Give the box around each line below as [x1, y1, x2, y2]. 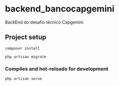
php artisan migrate [5, 54, 47, 59]
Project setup [5, 33, 47, 41]
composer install [5, 46, 40, 51]
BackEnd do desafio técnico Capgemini [5, 19, 84, 25]
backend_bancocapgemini [5, 3, 115, 14]
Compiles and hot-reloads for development [5, 65, 109, 72]
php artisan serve [5, 76, 42, 81]
